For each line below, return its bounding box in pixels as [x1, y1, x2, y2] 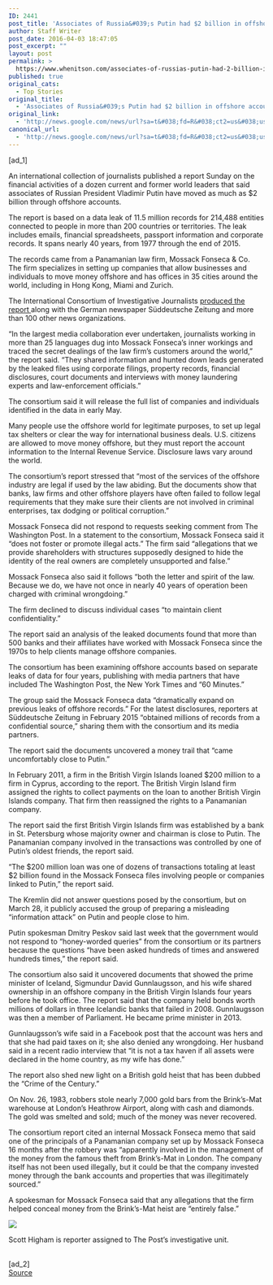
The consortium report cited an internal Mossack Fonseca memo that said [8, 1127, 256, 1137]
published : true [8, 72, 63, 80]
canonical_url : [8, 125, 60, 133]
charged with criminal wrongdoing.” [8, 588, 128, 598]
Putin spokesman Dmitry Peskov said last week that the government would [8, 927, 258, 937]
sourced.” [8, 1179, 41, 1189]
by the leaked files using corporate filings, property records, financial [8, 363, 240, 373]
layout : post [8, 50, 53, 58]
